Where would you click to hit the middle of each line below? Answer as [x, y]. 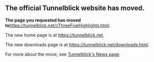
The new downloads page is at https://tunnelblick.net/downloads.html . [77, 45]
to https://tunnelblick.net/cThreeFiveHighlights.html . [58, 25]
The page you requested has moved [43, 20]
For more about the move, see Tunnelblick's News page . [63, 54]
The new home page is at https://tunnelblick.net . [55, 35]
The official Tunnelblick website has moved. [75, 8]
